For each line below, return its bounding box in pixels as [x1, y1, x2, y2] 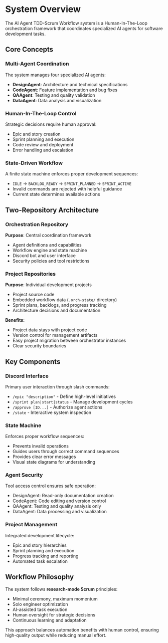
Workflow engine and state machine [12, 247, 87, 253]
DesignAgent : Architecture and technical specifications [12, 81, 128, 87]
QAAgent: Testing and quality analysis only [12, 503, 101, 509]
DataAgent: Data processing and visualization [12, 509, 107, 515]
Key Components [5, 357, 61, 366]
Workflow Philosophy [5, 573, 74, 581]
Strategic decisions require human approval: [5, 121, 97, 127]
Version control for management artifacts [12, 332, 98, 338]
